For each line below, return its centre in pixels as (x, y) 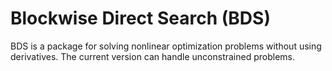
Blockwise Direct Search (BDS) (140, 18)
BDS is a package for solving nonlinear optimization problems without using (166, 46)
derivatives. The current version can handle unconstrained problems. (153, 56)
